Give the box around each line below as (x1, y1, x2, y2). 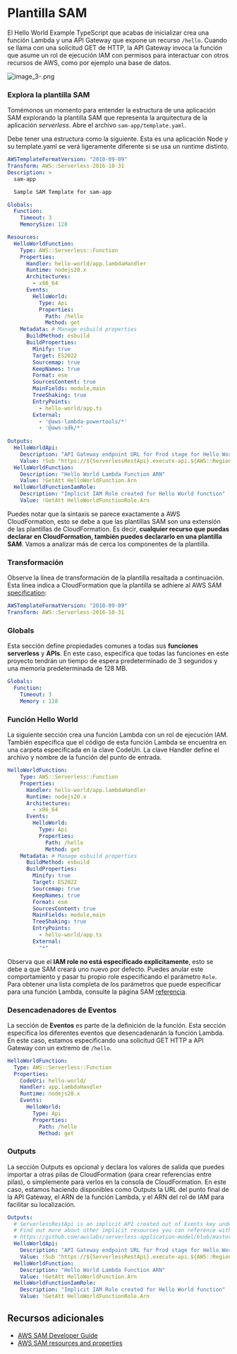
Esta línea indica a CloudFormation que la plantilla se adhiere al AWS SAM (7, 581, 222, 590)
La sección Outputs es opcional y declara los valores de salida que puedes (7, 1162, 225, 1171)
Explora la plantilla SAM (7, 90, 90, 100)
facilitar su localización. (7, 1200, 76, 1208)
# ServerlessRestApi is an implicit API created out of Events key (13, 1220, 217, 1227)
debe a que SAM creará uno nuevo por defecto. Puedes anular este (7, 965, 204, 973)
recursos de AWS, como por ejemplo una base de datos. (7, 58, 171, 67)
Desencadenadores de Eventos (7, 1005, 117, 1015)
